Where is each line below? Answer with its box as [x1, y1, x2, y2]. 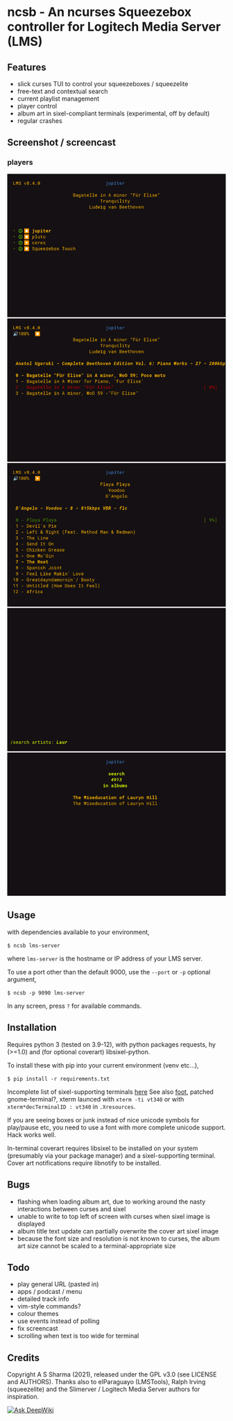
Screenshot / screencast [7, 137, 116, 149]
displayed [17, 1220, 46, 1228]
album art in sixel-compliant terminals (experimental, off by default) [17, 109, 210, 117]
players [7, 158, 33, 167]
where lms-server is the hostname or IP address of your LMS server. [7, 954, 203, 963]
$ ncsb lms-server [7, 942, 60, 949]
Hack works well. [7, 1130, 57, 1139]
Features [7, 61, 46, 73]
